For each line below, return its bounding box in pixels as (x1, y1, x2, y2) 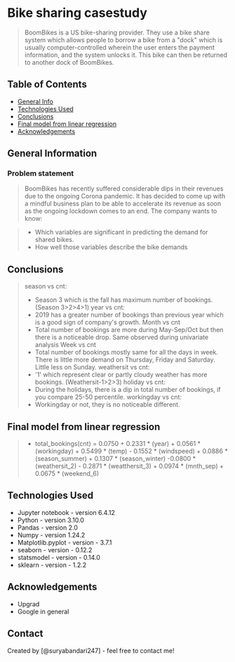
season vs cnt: (24, 282, 67, 291)
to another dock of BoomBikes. (24, 58, 114, 66)
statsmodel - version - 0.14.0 (17, 553, 100, 561)
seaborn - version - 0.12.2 (17, 545, 93, 554)
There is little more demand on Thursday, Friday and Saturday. (34, 355, 215, 364)
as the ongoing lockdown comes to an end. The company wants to (24, 207, 217, 215)
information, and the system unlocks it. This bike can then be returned (24, 51, 228, 59)
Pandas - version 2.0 (17, 523, 79, 532)
